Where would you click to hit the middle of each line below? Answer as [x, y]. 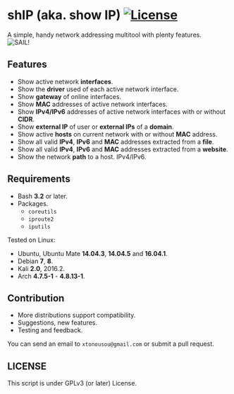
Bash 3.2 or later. [43, 196]
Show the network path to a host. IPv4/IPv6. [82, 156]
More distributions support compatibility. [76, 315]
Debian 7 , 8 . [35, 261]
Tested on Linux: [31, 240]
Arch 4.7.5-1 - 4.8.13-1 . [51, 276]
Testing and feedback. [50, 330]
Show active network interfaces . [65, 81]
